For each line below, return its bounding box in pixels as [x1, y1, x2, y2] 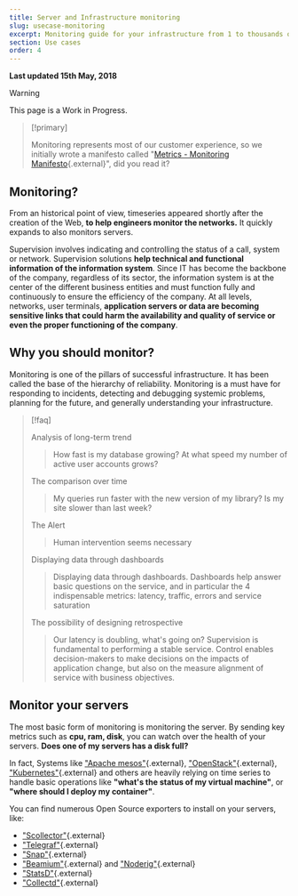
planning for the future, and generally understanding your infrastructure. [9, 397, 273, 408]
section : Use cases [9, 37, 82, 47]
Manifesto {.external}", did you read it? [30, 158, 170, 169]
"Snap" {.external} [21, 849, 87, 860]
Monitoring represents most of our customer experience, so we [30, 140, 263, 150]
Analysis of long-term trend [30, 432, 132, 442]
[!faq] [30, 415, 51, 425]
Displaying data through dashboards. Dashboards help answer [52, 571, 282, 582]
